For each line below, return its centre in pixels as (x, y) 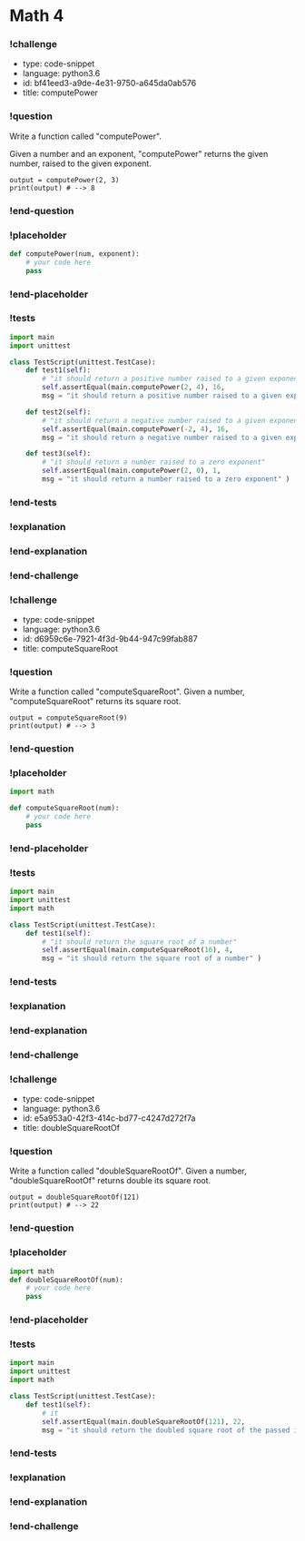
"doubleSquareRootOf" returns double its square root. (110, 1181)
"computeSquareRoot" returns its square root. (95, 702)
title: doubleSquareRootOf (71, 1128)
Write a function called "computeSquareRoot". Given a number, (127, 692)
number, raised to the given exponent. (80, 163)
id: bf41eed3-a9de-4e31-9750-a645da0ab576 (109, 83)
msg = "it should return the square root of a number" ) (152, 958)
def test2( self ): (59, 412)
